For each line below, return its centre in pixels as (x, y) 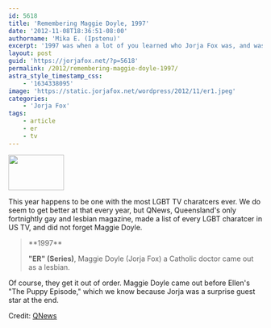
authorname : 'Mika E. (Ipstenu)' (65, 38)
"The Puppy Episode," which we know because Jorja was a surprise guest (132, 291)
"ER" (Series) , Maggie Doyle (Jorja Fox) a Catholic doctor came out (141, 259)
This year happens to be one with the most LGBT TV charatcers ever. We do (134, 201)
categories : (28, 99)
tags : (17, 114)
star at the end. (33, 300)
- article (40, 121)
